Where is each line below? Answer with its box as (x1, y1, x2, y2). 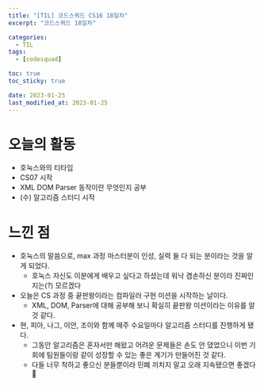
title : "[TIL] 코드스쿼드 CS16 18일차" (8, 11, 128, 20)
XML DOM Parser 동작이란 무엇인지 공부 (19, 183, 147, 193)
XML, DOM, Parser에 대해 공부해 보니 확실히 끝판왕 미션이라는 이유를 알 (31, 300, 255, 310)
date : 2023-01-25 (8, 91, 66, 99)
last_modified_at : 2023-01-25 (8, 98, 109, 107)
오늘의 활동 (8, 136, 76, 153)
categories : (8, 33, 48, 41)
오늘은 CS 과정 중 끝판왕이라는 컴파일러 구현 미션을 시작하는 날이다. (19, 291, 228, 300)
